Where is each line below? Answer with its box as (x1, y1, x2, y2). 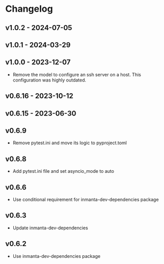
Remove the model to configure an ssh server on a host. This (12, 71, 142, 77)
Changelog (5, 3, 53, 15)
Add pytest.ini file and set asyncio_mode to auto (12, 168, 114, 174)
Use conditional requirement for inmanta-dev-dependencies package (12, 197, 159, 202)
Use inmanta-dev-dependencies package (12, 253, 101, 259)
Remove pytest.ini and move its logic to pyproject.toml (12, 140, 127, 146)
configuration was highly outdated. (12, 77, 86, 83)
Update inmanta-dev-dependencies (12, 225, 88, 231)
